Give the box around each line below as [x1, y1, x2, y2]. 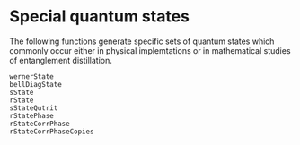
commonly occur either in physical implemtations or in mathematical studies [9, 45, 291, 55]
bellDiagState [9, 80, 63, 89]
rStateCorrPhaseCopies [9, 127, 94, 136]
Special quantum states [9, 6, 190, 27]
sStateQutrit [9, 103, 58, 113]
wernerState [9, 72, 54, 81]
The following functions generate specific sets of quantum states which [9, 36, 275, 47]
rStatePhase [9, 111, 54, 120]
